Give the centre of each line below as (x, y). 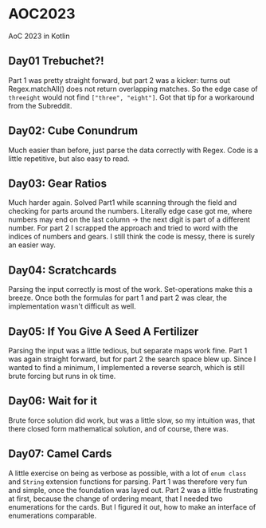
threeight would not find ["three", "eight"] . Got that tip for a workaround (131, 97)
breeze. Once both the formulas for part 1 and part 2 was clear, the (117, 298)
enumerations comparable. (53, 515)
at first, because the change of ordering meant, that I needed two (115, 498)
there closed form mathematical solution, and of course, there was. (119, 428)
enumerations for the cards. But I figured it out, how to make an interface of (132, 506)
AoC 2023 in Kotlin (39, 36)
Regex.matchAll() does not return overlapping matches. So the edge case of (133, 89)
